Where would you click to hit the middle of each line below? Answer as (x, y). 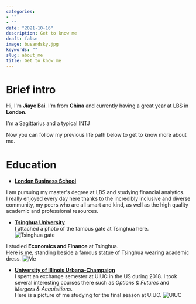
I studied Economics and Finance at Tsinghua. (62, 246)
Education (31, 165)
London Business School (45, 181)
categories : (20, 11)
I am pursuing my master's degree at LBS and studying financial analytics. (95, 192)
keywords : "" (22, 50)
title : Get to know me (34, 60)
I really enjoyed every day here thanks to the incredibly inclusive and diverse (98, 199)
